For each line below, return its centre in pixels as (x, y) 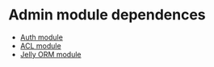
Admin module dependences (107, 15)
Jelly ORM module (50, 54)
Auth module (41, 37)
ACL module (41, 45)
